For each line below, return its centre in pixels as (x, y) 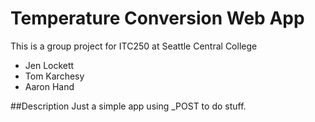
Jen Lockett (49, 65)
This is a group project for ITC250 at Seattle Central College (134, 46)
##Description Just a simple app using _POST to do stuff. (128, 106)
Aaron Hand (49, 86)
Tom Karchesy (54, 76)
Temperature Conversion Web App (157, 18)
